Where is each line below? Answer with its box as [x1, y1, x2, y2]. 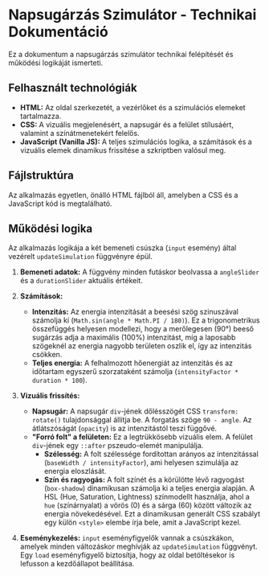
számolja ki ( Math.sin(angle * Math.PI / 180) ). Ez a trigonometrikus [31, 315, 260, 325]
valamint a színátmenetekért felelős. [19, 128, 140, 138]
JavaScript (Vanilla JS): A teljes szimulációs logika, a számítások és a [19, 137, 253, 146]
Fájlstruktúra [8, 169, 75, 183]
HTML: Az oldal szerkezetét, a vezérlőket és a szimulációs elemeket [19, 102, 247, 112]
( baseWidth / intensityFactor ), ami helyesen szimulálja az [43, 458, 239, 467]
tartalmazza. [19, 111, 62, 121]
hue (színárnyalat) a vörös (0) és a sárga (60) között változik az [43, 500, 252, 510]
